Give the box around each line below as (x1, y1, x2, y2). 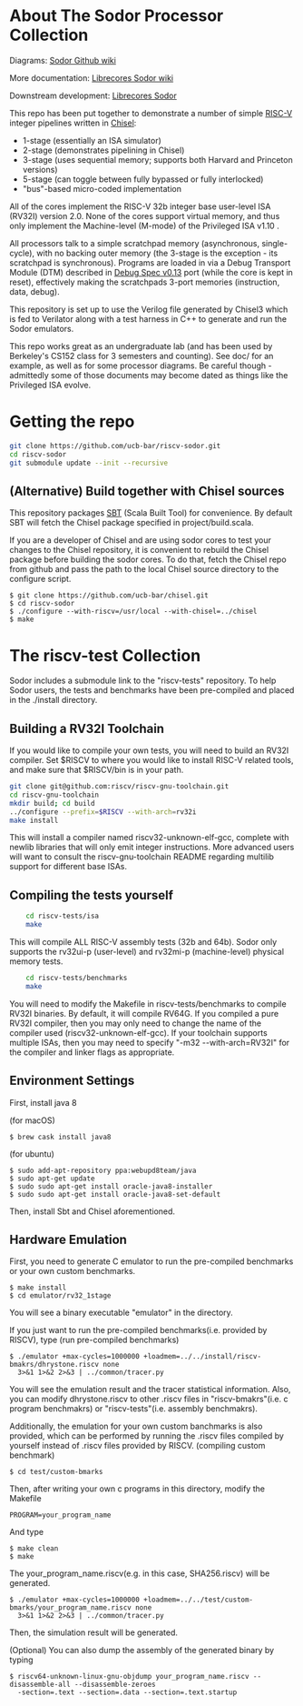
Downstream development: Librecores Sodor (9, 90, 177, 101)
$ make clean (9, 1544, 59, 1553)
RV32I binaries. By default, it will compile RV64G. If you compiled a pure (9, 1008, 279, 1019)
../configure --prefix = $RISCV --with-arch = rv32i (9, 807, 197, 817)
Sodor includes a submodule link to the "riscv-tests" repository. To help (9, 675, 277, 687)
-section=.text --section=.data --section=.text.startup (17, 1688, 238, 1697)
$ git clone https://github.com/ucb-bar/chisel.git (9, 591, 209, 600)
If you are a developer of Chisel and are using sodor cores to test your (9, 535, 272, 546)
